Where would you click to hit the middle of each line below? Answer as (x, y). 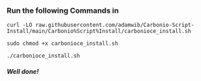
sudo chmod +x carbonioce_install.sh (63, 44)
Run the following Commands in (63, 11)
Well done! (23, 71)
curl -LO (20, 25)
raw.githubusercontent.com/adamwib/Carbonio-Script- (115, 25)
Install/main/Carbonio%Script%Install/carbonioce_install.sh (99, 31)
